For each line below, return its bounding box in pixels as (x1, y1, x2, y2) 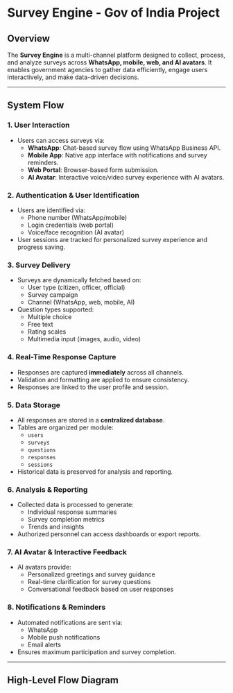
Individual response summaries (27, 508, 117, 516)
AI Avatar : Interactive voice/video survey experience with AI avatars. (27, 173, 225, 181)
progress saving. (17, 243, 66, 251)
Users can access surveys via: (17, 136, 105, 144)
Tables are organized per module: (17, 423, 114, 431)
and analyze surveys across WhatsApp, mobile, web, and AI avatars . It (7, 58, 212, 67)
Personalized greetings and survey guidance (27, 570, 156, 579)
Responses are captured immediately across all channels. (17, 368, 184, 376)
